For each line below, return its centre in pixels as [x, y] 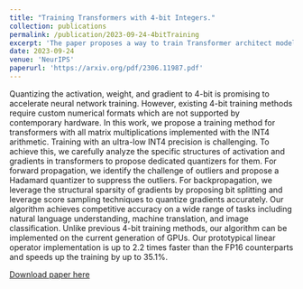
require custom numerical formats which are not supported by [125, 113]
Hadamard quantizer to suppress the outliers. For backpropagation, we [141, 180]
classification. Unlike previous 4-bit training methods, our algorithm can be [148, 228]
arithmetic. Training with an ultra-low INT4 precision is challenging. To [139, 142]
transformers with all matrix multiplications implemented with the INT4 [140, 132]
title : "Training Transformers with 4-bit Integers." [113, 18]
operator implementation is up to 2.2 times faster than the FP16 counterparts [151, 247]
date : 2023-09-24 [42, 51]
